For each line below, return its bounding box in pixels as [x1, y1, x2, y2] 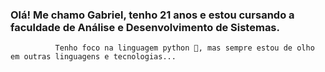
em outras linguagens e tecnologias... [10, 52, 177, 62]
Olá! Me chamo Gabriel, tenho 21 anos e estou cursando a [10, 8, 295, 22]
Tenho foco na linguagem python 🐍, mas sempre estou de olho [54, 43, 315, 53]
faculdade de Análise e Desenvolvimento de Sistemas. [10, 20, 280, 34]
